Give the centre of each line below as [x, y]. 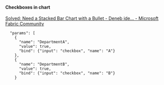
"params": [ [23, 33]
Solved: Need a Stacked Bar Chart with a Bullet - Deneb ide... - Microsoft [82, 18]
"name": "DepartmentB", [44, 64]
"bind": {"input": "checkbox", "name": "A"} [67, 51]
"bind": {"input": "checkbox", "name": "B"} [67, 73]
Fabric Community [25, 24]
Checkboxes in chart [28, 7]
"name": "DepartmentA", [44, 42]
